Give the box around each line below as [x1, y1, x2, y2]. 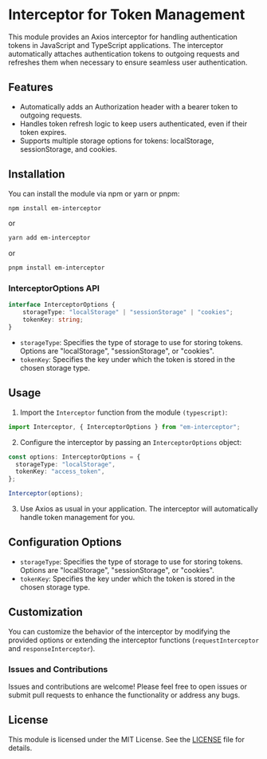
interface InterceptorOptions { [8, 301, 116, 309]
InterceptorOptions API [8, 283, 100, 294]
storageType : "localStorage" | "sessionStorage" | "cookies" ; [22, 308, 234, 316]
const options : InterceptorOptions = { [8, 453, 141, 461]
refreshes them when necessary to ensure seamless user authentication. [8, 58, 248, 67]
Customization [8, 606, 84, 619]
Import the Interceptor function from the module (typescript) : [19, 407, 228, 417]
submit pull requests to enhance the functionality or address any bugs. [8, 689, 241, 700]
